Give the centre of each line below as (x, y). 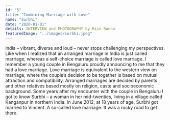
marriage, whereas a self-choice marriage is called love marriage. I (76, 59)
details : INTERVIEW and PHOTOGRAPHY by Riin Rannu (60, 29)
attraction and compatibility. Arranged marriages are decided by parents (81, 80)
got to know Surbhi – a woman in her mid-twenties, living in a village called (84, 97)
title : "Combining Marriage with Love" (48, 15)
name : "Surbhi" (21, 19)
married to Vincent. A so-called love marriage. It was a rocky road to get (81, 108)
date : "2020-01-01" (26, 24)
